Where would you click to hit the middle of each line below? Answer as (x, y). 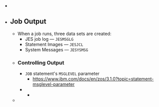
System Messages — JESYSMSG (57, 49)
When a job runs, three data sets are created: (64, 34)
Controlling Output (41, 62)
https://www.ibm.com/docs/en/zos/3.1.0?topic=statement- (93, 79)
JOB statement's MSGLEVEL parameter (62, 74)
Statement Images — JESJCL (54, 44)
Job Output (28, 21)
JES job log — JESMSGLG (49, 39)
